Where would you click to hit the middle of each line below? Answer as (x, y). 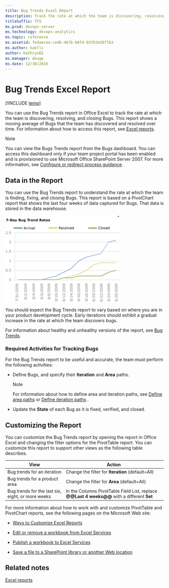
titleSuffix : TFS (23, 21)
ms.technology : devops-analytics (40, 32)
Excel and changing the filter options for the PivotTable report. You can (79, 443)
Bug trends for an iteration (34, 472)
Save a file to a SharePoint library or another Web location (72, 552)
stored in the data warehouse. (36, 208)
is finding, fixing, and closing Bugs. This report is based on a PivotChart (79, 198)
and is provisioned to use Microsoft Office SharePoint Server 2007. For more (84, 159)
